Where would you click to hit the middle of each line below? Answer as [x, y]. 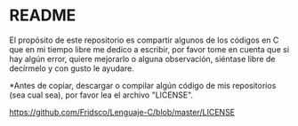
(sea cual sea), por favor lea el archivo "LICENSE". [101, 95]
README [43, 16]
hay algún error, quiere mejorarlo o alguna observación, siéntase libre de [142, 59]
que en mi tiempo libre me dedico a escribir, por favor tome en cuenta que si [149, 49]
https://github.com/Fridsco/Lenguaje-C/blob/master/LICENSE [122, 112]
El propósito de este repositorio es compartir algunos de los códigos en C [144, 40]
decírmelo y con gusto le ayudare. [72, 68]
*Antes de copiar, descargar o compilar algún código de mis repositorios [143, 85]
